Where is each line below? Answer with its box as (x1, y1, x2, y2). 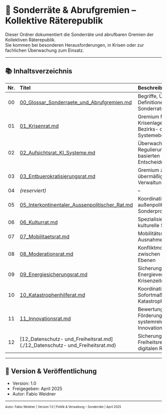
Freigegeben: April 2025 (12, 385, 63, 392)
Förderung (137, 312, 163, 319)
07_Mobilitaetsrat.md (19, 233, 70, 240)
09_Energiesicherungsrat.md (19, 271, 88, 278)
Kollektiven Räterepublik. (5, 37, 56, 43)
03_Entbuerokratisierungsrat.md (19, 172, 95, 179)
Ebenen (137, 256, 156, 263)
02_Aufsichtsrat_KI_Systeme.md (19, 149, 95, 156)
